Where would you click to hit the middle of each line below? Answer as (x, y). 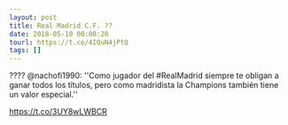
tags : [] (25, 51)
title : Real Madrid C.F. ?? (61, 26)
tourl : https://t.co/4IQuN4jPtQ (69, 42)
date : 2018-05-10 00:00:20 (59, 34)
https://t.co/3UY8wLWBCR (58, 112)
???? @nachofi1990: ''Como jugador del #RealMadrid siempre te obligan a (144, 75)
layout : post (33, 17)
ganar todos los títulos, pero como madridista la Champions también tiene (144, 85)
